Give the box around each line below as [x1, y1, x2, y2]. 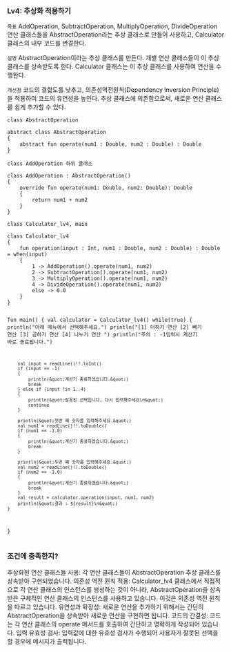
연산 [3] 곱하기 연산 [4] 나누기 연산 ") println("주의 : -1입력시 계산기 [7, 332, 198, 338]
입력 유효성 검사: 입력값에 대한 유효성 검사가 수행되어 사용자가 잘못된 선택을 [16, 629, 219, 637]
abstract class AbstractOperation [7, 129, 107, 136]
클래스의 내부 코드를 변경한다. [7, 39, 87, 48]
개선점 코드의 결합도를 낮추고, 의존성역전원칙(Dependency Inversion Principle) [7, 86, 219, 94]
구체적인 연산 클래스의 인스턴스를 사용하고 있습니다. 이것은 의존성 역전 [19, 594, 208, 602]
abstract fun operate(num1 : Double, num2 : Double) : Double [19, 141, 202, 148]
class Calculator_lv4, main [7, 221, 88, 228]
